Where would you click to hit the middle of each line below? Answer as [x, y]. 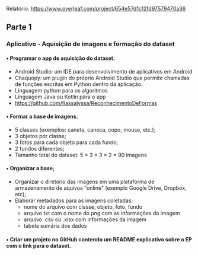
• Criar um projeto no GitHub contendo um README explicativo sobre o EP [99, 239]
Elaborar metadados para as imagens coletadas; [74, 200]
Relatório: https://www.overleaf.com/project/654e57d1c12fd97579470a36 [96, 9]
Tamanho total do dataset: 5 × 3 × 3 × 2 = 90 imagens [81, 155]
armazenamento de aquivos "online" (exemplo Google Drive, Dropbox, [100, 188]
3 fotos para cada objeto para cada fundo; [66, 142]
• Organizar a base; [31, 168]
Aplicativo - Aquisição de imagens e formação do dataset [90, 44]
